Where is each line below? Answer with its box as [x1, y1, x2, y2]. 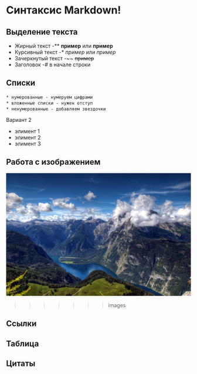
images [108, 301, 126, 308]
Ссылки [6, 319, 37, 329]
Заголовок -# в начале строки [14, 61, 91, 68]
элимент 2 [14, 134, 41, 141]
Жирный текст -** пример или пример [14, 42, 113, 49]
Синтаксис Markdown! [6, 4, 121, 17]
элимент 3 [14, 140, 41, 147]
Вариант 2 [6, 116, 32, 123]
